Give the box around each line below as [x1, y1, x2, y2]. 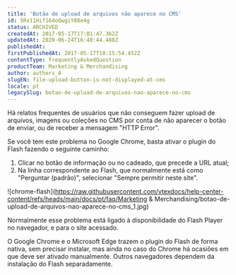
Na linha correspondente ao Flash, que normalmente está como [17, 166, 203, 175]
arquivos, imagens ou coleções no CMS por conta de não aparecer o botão [7, 116, 226, 124]
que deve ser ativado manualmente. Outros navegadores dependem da [7, 252, 215, 261]
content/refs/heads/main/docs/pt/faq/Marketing [7, 195, 148, 204]
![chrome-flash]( [7, 187, 55, 196]
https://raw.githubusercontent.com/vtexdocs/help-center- [54, 187, 224, 196]
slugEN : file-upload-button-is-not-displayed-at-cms [7, 76, 166, 83]
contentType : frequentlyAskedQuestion [7, 57, 122, 64]
